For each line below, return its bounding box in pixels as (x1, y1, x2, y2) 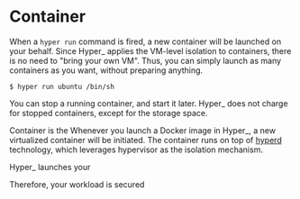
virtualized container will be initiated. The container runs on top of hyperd (9, 134, 282, 145)
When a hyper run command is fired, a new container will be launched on (9, 36, 282, 47)
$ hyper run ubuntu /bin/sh (9, 82, 115, 91)
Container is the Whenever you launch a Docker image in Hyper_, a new (9, 124, 277, 136)
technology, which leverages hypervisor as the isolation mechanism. (9, 144, 264, 155)
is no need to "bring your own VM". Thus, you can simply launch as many (9, 55, 282, 66)
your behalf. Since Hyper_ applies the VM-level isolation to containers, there (9, 45, 292, 56)
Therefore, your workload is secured (9, 178, 145, 190)
